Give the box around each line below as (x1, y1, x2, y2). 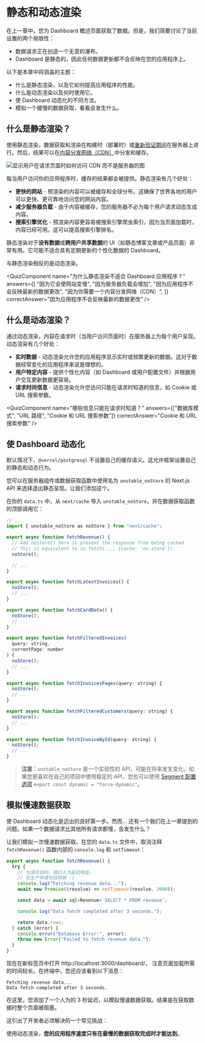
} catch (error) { (12, 925, 59, 931)
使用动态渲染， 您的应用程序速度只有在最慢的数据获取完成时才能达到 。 (6, 1030, 183, 1038)
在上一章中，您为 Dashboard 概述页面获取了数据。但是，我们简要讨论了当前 (6, 27, 198, 34)
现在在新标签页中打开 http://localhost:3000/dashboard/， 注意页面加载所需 (6, 960, 195, 967)
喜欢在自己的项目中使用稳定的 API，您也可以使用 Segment (37, 773, 184, 780)
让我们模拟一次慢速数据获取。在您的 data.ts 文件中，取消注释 (6, 838, 162, 845)
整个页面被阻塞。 (16, 1004, 60, 1011)
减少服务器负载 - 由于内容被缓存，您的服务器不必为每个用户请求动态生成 (15, 203, 198, 210)
